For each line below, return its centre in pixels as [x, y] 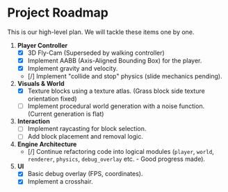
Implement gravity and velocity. [73, 69]
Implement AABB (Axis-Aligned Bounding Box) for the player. [115, 61]
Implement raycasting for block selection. [87, 129]
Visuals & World [41, 84]
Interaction [33, 121]
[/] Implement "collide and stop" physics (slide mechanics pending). [125, 76]
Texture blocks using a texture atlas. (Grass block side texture [116, 91]
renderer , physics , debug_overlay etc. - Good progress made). [116, 159]
